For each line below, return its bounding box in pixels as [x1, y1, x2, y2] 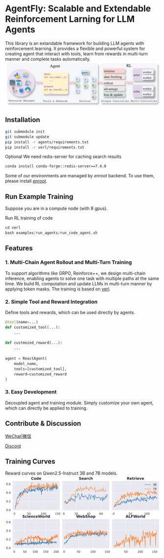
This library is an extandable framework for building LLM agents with [5, 40, 144, 46]
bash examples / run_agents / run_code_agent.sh [5, 231, 98, 236]
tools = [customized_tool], [14, 366, 67, 371]
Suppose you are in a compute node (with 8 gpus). [5, 205, 108, 211]
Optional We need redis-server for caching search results [5, 154, 122, 159]
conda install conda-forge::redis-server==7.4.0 [5, 164, 107, 169]
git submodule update [5, 134, 50, 139]
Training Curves [5, 457, 55, 466]
